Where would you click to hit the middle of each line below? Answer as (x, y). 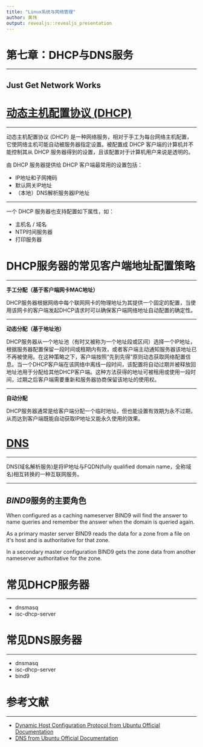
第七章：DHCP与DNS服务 (70, 55)
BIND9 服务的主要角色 (46, 500)
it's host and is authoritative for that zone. (58, 540)
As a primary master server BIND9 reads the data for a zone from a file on (98, 534)
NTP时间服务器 (34, 231)
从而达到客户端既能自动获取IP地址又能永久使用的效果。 (75, 418)
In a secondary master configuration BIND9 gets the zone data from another (101, 552)
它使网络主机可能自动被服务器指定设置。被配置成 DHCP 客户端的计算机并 (97, 144)
